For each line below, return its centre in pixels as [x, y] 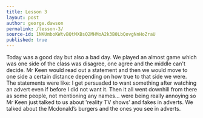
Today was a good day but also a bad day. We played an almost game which [101, 57]
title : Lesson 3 [27, 12]
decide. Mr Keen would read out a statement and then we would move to [97, 70]
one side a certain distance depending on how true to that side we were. [97, 77]
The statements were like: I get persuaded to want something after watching [101, 83]
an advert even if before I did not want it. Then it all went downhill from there [102, 89]
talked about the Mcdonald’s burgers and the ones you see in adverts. [94, 109]
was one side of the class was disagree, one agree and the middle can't [96, 64]
